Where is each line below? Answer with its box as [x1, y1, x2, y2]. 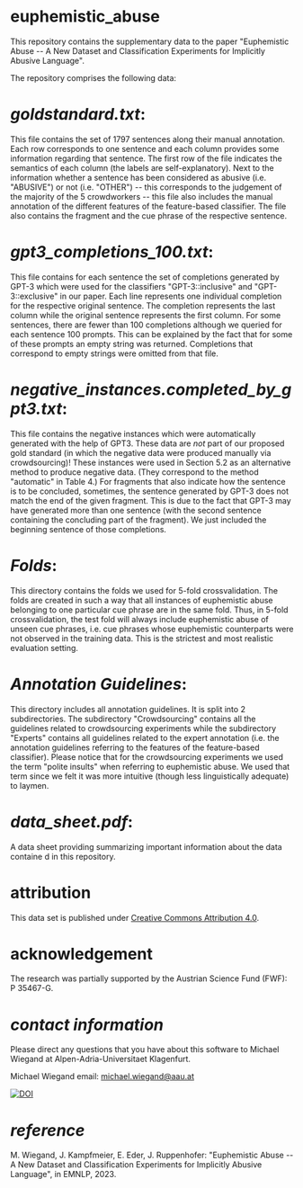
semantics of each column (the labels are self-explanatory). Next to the [10, 162, 274, 173]
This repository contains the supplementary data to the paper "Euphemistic [10, 36, 290, 47]
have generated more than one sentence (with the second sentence [10, 505, 262, 515]
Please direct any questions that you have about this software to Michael [10, 1044, 280, 1055]
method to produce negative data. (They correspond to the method [10, 466, 259, 478]
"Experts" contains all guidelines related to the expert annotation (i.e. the [10, 732, 280, 743]
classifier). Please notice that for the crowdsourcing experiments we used [10, 751, 284, 762]
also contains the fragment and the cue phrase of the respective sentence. [10, 210, 288, 221]
